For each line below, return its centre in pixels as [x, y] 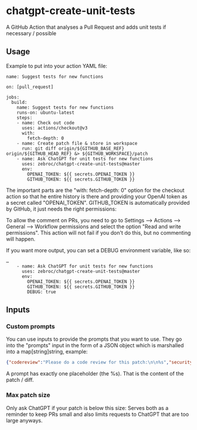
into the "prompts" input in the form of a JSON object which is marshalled [95, 346]
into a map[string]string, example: [47, 352]
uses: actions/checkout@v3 [55, 128]
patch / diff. [20, 380]
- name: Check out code [46, 123]
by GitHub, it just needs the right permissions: [61, 209]
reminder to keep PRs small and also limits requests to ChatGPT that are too [98, 414]
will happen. [21, 239]
